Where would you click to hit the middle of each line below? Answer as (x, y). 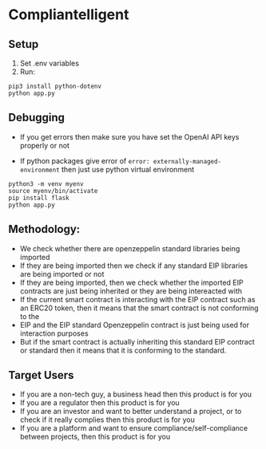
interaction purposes (54, 333)
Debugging (37, 118)
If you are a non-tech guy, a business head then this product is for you (136, 394)
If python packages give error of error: (85, 160)
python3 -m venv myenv (46, 184)
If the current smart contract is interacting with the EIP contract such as (137, 299)
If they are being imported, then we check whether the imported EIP (131, 282)
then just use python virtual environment (128, 169)
